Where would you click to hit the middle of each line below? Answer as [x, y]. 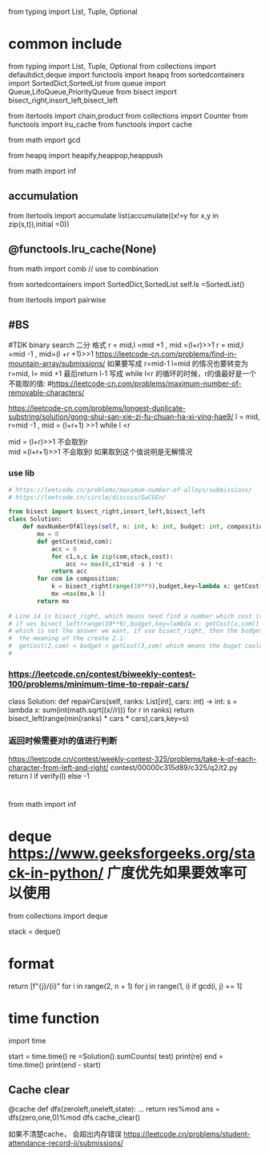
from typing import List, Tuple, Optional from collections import [112, 66]
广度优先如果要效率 [170, 873]
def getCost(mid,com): [75, 541]
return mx [53, 601]
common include [65, 44]
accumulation [43, 196]
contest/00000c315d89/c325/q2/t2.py [174, 767]
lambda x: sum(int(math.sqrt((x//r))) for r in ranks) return [101, 710]
